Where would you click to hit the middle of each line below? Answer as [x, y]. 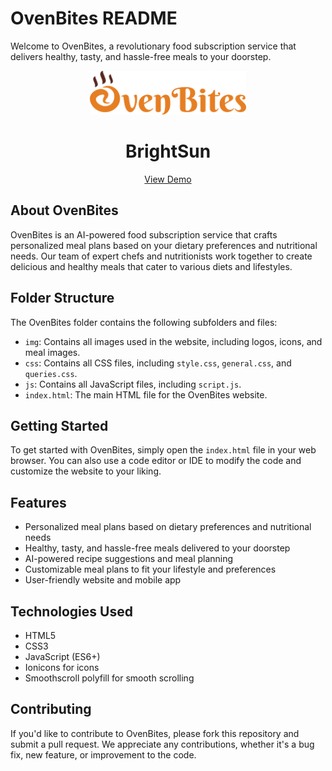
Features [38, 502]
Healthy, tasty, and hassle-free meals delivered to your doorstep [157, 548]
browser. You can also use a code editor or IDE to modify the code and [156, 461]
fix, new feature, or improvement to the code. [103, 754]
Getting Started [59, 425]
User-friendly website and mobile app [103, 580]
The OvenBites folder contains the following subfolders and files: [144, 322]
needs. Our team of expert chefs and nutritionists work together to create [161, 256]
